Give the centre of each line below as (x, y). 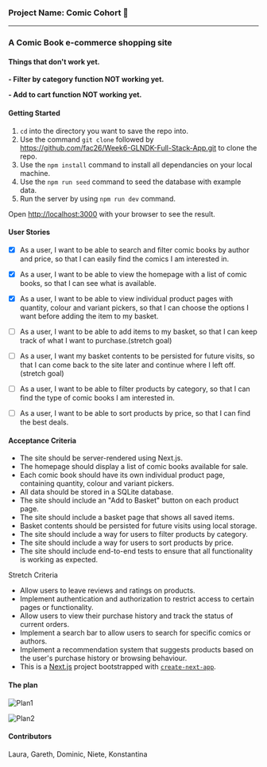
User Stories (29, 232)
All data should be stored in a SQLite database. (96, 492)
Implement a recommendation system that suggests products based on (137, 650)
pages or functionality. (56, 608)
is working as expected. (59, 560)
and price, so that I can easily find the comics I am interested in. (124, 259)
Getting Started (35, 113)
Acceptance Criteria (43, 440)
